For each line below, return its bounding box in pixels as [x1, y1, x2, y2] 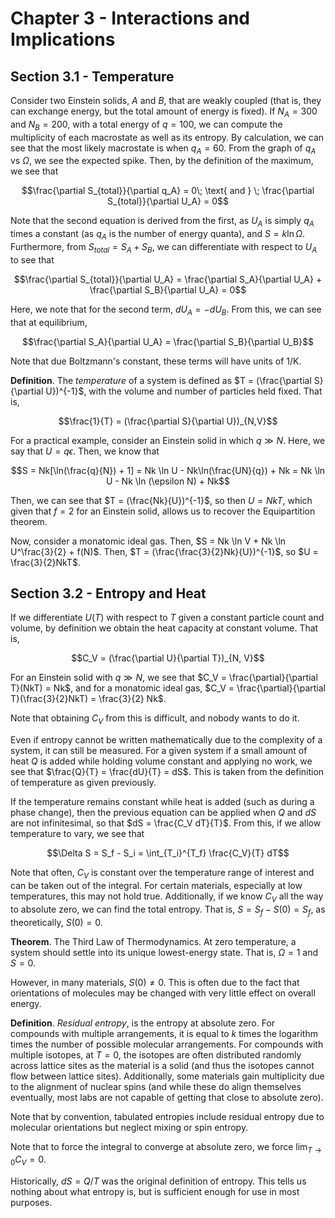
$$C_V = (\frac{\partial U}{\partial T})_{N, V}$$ [71, 652, 265, 664]
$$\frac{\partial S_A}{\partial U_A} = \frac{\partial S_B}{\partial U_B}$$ [21, 335, 315, 347]
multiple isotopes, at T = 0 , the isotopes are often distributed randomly [10, 1048, 302, 1061]
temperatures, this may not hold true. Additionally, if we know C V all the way [10, 890, 324, 904]
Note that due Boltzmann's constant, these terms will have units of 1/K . [10, 355, 302, 367]
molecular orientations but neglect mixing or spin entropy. [10, 1121, 249, 1133]
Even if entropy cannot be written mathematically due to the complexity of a [10, 734, 323, 746]
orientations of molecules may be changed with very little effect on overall [10, 987, 316, 999]
